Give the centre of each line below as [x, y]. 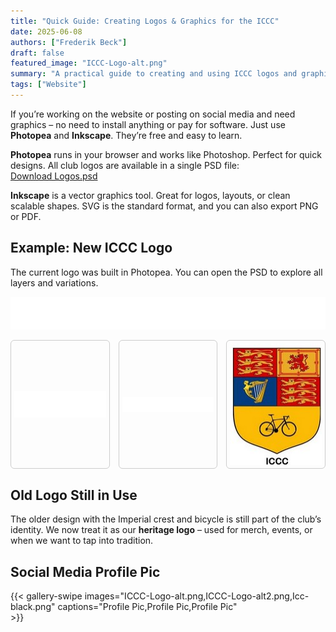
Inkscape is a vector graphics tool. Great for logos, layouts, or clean [150, 195]
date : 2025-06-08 [46, 31]
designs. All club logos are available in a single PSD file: [125, 165]
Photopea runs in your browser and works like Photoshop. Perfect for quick [166, 154]
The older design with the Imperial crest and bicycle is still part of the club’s [166, 519]
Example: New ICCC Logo [91, 248]
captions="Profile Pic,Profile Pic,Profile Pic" [147, 607]
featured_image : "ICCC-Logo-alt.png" [89, 63]
